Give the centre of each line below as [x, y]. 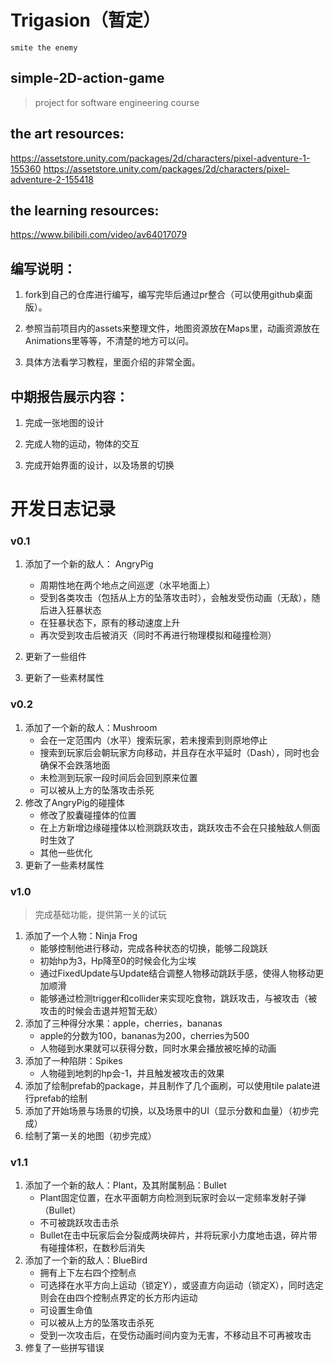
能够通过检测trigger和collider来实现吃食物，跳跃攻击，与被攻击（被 [178, 998]
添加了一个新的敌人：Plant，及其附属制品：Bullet [125, 1185]
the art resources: [67, 134]
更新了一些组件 [55, 657]
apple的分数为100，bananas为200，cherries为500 [144, 1036]
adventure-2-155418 [52, 179]
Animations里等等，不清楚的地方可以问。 [109, 341]
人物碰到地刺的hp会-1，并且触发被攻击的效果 [132, 1073]
